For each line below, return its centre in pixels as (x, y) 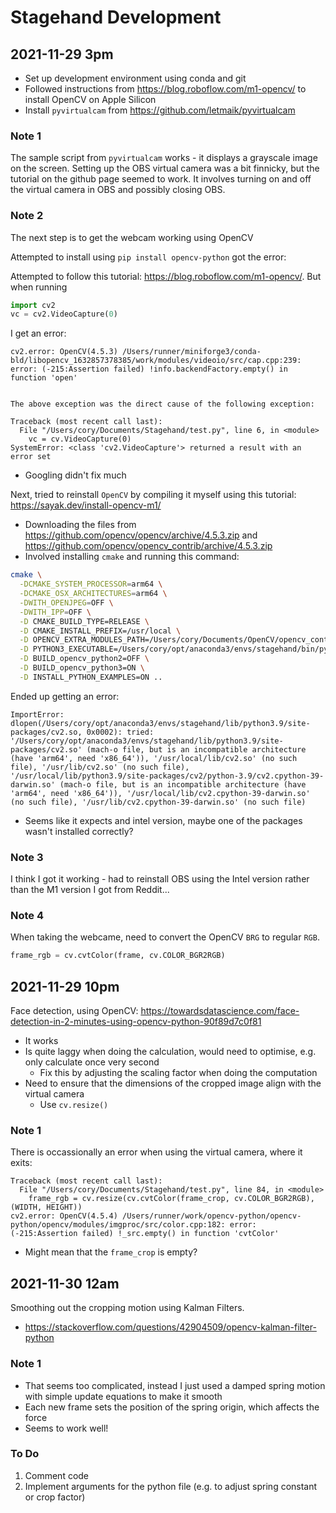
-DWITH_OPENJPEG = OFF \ (66, 602)
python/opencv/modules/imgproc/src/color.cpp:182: (118, 1225)
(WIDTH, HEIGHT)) (46, 1207)
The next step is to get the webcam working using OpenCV (132, 237)
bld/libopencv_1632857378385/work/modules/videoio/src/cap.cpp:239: (156, 361)
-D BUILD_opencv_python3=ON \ (82, 668)
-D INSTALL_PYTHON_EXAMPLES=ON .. (91, 677)
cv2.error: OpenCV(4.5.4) (64, 1216)
